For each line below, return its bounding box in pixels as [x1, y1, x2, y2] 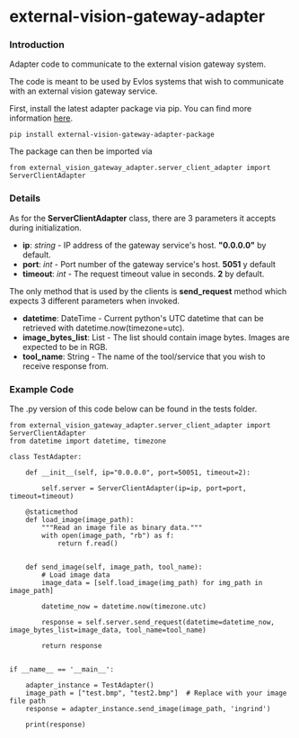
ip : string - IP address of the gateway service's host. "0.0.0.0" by [22, 239, 267, 250]
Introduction [9, 39, 65, 51]
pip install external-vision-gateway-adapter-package [9, 130, 215, 139]
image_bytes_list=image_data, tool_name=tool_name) [9, 625, 207, 635]
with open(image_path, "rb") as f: [41, 531, 175, 541]
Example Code [9, 382, 75, 395]
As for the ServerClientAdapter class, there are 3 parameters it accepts [9, 212, 277, 223]
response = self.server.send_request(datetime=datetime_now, [41, 618, 276, 627]
